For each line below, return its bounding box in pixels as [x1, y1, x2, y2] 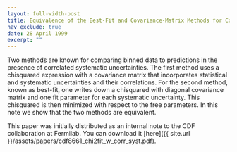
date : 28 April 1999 [7, 30, 68, 37]
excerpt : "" [7, 37, 42, 44]
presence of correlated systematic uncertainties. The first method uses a [7, 63, 220, 72]
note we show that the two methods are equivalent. [7, 108, 157, 117]
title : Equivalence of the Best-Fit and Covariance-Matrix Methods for [7, 17, 222, 24]
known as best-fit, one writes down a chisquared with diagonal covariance [7, 86, 224, 94]
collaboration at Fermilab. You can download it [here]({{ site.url [7, 129, 190, 138]
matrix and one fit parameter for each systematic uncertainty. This [7, 93, 200, 102]
